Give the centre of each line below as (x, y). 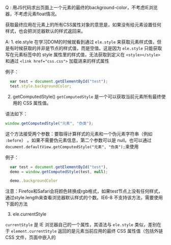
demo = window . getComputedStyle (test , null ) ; (59, 172)
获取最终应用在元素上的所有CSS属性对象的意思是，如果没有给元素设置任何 (83, 25)
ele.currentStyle (30, 214)
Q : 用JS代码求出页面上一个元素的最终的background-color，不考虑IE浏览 (81, 7)
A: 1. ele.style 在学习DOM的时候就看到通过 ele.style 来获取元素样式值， (81, 42)
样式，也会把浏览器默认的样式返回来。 (45, 31)
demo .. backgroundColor (34, 181)
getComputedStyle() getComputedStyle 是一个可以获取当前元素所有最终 (87, 96)
